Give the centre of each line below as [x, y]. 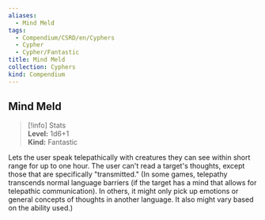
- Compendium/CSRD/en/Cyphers [65, 38]
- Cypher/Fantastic [47, 52]
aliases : [23, 15]
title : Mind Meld [37, 60]
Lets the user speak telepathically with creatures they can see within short [129, 157]
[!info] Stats [47, 125]
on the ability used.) [41, 208]
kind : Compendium [37, 74]
